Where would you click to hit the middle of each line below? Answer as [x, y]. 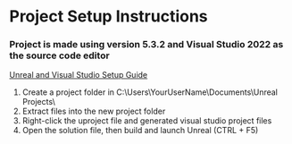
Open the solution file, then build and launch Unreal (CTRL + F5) [140, 131]
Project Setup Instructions [108, 17]
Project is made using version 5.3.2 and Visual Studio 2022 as [146, 45]
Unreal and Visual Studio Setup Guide [79, 75]
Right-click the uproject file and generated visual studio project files [147, 121]
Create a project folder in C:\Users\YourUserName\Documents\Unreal [150, 92]
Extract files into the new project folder [94, 111]
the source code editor [59, 55]
